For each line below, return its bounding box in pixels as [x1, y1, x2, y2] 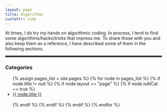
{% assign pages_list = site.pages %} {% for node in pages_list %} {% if [12, 75, 161, 81]
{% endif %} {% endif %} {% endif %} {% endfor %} [12, 102, 120, 108]
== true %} [12, 86, 36, 92]
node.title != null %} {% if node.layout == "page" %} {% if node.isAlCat [12, 80, 158, 87]
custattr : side [5, 16, 37, 21]
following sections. [5, 46, 44, 52]
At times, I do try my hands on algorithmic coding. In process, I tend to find [5, 30, 158, 36]
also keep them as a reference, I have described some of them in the [5, 41, 146, 47]
